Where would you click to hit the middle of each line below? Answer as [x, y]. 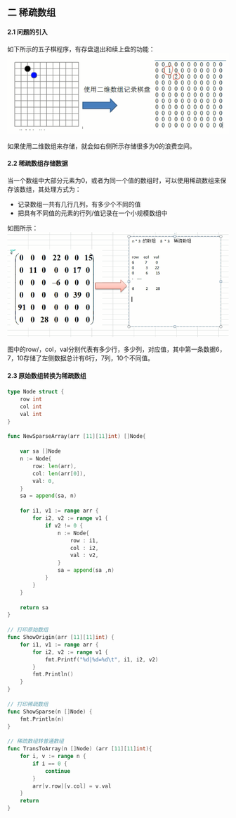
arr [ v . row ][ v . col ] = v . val [72, 786]
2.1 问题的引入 [27, 32]
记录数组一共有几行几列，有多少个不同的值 [79, 204]
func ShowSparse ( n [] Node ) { [50, 712]
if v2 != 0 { [64, 525]
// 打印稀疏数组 [28, 704]
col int [31, 407]
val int [31, 414]
